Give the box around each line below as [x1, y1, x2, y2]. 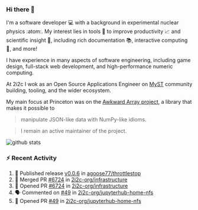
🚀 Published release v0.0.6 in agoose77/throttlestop [14, 169, 141, 176]
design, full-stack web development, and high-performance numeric [6, 63, 173, 70]
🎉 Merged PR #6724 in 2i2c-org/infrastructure [14, 176, 128, 183]
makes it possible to [6, 104, 55, 111]
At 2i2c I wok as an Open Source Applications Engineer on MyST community [6, 81, 193, 88]
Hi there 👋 [6, 5, 35, 14]
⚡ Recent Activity [6, 154, 57, 162]
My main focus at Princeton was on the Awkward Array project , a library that [6, 99, 192, 106]
